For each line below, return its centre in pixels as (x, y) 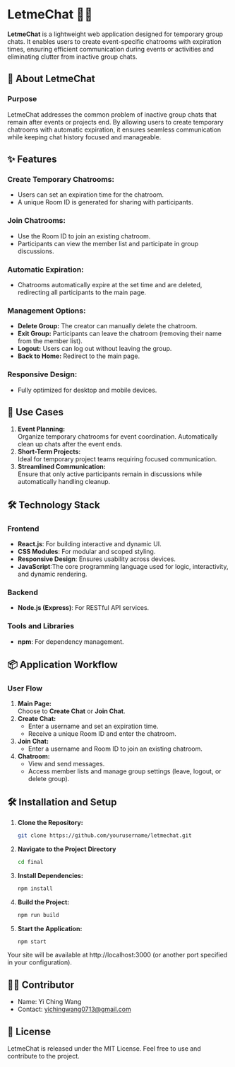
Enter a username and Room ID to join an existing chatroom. (115, 749)
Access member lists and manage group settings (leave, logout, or (125, 771)
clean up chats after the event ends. (70, 444)
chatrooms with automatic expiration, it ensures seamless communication (114, 129)
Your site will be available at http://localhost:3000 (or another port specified (117, 955)
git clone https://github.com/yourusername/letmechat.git (104, 836)
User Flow (25, 688)
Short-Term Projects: (49, 451)
